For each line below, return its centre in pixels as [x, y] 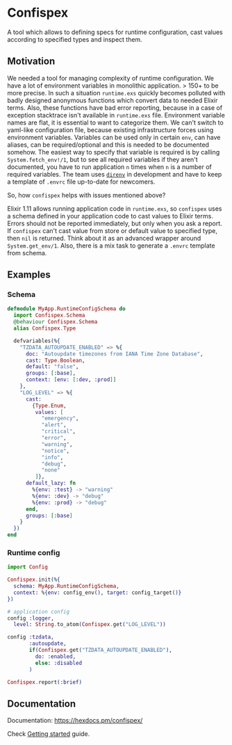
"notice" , [56, 451]
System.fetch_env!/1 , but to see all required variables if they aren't [102, 159]
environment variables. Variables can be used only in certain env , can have [114, 137]
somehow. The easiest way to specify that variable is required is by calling [114, 152]
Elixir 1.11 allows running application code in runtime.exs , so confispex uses [115, 208]
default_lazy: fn [51, 483]
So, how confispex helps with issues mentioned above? [86, 195]
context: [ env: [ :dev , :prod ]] [71, 380]
